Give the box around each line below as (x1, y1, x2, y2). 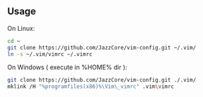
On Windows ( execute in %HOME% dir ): (7, 63, 128, 72)
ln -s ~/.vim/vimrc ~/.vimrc (7, 50, 93, 58)
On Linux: (7, 24, 35, 32)
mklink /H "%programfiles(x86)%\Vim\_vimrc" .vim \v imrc (7, 83, 174, 90)
